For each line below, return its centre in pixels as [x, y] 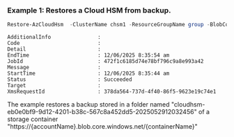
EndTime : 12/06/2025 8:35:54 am [88, 55]
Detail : [54, 49]
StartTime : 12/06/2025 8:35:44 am [88, 74]
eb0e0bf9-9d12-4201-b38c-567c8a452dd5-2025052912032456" [102, 112]
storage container [33, 119]
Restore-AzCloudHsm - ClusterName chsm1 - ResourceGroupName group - [109, 25]
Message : [54, 68]
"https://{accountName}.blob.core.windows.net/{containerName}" [102, 127]
